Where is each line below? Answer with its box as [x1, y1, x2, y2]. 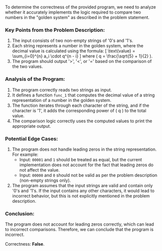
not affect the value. [19, 167, 60, 173]
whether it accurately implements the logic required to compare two [5, 9, 141, 15]
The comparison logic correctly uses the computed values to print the [12, 118, 152, 124]
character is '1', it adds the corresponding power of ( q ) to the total [12, 107, 147, 114]
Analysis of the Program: [5, 76, 65, 82]
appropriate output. [12, 123, 51, 129]
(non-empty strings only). [19, 177, 71, 183]
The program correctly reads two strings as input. [12, 87, 112, 93]
